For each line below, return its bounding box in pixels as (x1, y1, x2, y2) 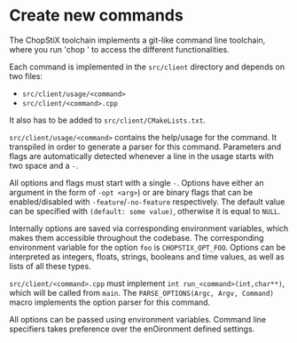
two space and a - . (9, 160, 79, 171)
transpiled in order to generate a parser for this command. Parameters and (9, 141, 282, 152)
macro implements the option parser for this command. (9, 297, 211, 307)
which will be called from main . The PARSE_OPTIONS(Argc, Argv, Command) (9, 287, 275, 298)
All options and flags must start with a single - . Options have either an (9, 177, 264, 187)
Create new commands (9, 5, 184, 26)
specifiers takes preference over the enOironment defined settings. (9, 323, 255, 334)
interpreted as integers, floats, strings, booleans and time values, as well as (9, 251, 285, 262)
